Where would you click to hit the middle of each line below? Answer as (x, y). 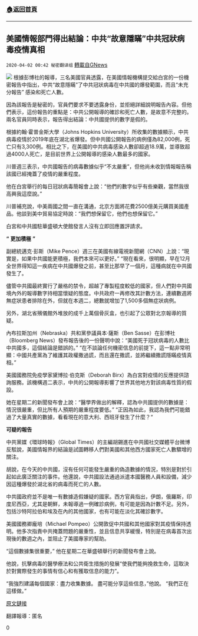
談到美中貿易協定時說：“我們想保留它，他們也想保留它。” (90, 214)
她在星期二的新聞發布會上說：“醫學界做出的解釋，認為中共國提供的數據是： (98, 403)
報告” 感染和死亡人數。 (39, 92)
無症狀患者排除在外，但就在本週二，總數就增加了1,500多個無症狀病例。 (93, 301)
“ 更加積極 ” (21, 239)
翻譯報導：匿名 (24, 616)
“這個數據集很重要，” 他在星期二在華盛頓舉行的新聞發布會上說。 (83, 551)
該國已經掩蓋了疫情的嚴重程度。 (45, 174)
